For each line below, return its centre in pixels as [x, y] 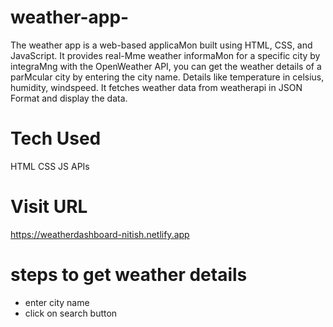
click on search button [71, 313]
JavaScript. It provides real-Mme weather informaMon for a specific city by [165, 55]
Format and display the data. [69, 98]
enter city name [57, 302]
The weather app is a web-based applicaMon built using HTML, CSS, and [161, 45]
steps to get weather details [129, 275]
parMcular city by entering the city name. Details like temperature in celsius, [167, 77]
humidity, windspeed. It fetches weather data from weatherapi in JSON [156, 87]
